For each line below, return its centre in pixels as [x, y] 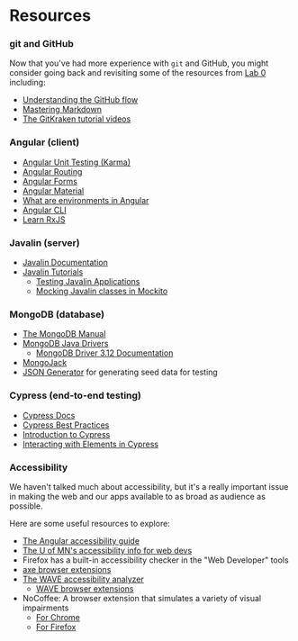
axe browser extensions [67, 569]
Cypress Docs [49, 415]
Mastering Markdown [62, 110]
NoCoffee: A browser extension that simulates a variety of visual [142, 598]
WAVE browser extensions [85, 588]
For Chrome [58, 617]
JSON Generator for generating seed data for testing [120, 372]
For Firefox [56, 627]
